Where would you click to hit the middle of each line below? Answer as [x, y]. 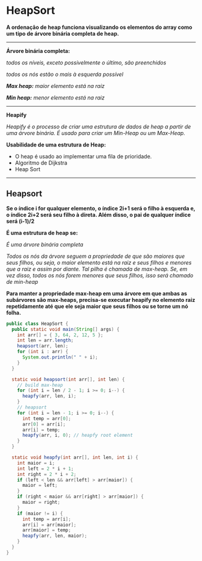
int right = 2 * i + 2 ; [47, 474]
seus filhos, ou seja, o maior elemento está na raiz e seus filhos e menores [99, 262]
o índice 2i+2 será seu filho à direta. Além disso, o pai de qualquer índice [99, 215]
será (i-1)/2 [20, 221]
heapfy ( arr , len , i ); [49, 396]
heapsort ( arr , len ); [43, 346]
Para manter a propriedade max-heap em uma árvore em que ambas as [97, 293]
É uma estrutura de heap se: [42, 233]
